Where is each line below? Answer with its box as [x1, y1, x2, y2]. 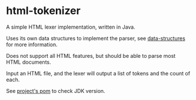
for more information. [6, 41, 58, 48]
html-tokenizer [6, 4, 81, 18]
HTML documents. [6, 58, 51, 65]
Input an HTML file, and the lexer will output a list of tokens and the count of [6, 70, 190, 77]
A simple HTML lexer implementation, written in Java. [6, 23, 135, 30]
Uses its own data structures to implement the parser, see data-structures [6, 35, 185, 42]
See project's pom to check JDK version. [6, 87, 105, 94]
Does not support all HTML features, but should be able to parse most [6, 52, 176, 59]
